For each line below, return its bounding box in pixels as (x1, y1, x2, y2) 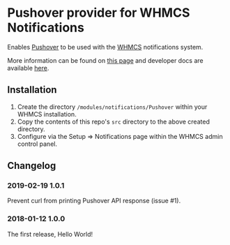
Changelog (7, 160, 56, 172)
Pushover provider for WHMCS (7, 5, 190, 21)
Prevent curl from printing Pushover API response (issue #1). (7, 197, 181, 205)
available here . (7, 64, 49, 72)
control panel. (17, 140, 58, 148)
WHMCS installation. (17, 110, 77, 118)
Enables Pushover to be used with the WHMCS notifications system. (7, 43, 204, 51)
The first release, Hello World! (7, 230, 93, 238)
